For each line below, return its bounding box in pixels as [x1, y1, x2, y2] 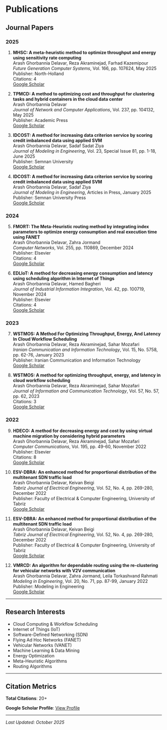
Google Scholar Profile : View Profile [5, 705, 80, 711]
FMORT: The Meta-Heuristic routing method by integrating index [12, 224, 149, 230]
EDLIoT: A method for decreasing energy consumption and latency [12, 270, 153, 276]
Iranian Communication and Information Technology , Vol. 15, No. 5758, [12, 347, 158, 353]
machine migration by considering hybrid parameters [12, 433, 125, 439]
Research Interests [5, 608, 65, 616]
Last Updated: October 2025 [5, 720, 65, 726]
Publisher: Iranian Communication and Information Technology [12, 357, 141, 364]
